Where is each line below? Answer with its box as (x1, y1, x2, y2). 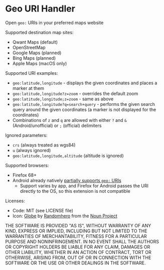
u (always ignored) (12, 147, 51, 153)
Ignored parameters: (5, 132, 48, 138)
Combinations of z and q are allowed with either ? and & (12, 117, 127, 123)
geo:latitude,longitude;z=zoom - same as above (12, 96, 114, 102)
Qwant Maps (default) (12, 39, 58, 45)
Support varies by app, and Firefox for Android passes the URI (20, 183, 149, 189)
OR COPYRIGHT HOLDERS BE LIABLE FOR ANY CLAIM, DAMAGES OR (5, 244, 150, 250)
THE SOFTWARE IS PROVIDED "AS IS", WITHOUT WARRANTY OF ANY (5, 222, 151, 228)
